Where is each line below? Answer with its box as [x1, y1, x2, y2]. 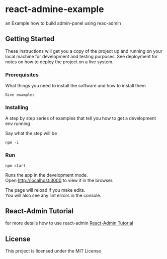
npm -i [5, 140, 19, 145]
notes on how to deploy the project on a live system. [5, 59, 114, 65]
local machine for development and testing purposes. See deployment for [5, 53, 158, 59]
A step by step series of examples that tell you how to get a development [5, 115, 156, 121]
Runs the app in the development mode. [5, 172, 88, 178]
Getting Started [5, 35, 55, 43]
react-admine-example [5, 4, 104, 15]
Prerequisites [5, 71, 39, 78]
